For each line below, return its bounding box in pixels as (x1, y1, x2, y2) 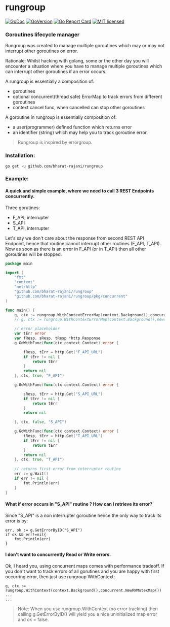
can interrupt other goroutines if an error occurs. (5, 69, 107, 75)
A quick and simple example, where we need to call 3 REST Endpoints (5, 188, 154, 194)
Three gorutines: (5, 205, 40, 211)
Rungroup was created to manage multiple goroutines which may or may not (5, 43, 165, 49)
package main (5, 261, 33, 266)
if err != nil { (14, 476, 49, 481)
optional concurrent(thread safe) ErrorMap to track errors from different (12, 93, 162, 100)
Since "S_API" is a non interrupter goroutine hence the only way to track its (5, 512, 162, 518)
